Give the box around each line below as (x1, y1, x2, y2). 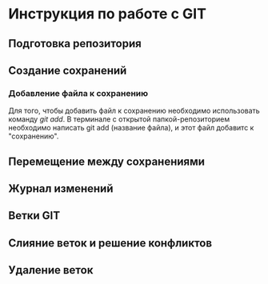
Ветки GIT (8, 209, 61, 222)
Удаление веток (8, 263, 94, 277)
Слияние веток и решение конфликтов (8, 236, 213, 250)
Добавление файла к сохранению (8, 87, 149, 98)
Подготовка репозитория (8, 37, 142, 50)
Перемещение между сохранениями (8, 154, 206, 168)
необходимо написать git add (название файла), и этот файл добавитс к (8, 123, 254, 133)
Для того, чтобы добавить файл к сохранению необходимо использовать (8, 106, 260, 116)
